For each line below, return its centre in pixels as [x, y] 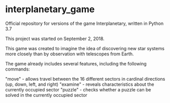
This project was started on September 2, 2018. [55, 39]
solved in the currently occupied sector [46, 95]
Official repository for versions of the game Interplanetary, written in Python [84, 23]
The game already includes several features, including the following [76, 63]
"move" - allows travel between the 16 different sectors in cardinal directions [85, 79]
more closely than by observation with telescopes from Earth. [70, 54]
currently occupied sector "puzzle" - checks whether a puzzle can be [78, 89]
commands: [18, 69]
